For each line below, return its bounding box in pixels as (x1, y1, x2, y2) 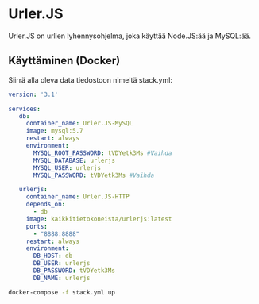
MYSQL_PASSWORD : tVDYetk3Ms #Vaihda (33, 171, 155, 179)
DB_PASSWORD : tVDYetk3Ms (33, 267, 115, 275)
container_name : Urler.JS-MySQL (25, 120, 133, 128)
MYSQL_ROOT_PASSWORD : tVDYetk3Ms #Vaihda (33, 148, 172, 157)
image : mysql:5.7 (25, 127, 83, 135)
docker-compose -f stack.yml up (8, 288, 115, 296)
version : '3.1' (8, 90, 59, 98)
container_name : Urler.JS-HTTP (25, 193, 129, 201)
